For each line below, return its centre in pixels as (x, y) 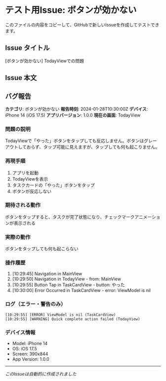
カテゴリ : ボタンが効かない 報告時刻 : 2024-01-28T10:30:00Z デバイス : (77, 109)
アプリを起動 (25, 173)
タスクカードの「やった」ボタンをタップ (53, 185)
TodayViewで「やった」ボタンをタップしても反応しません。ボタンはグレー (81, 141)
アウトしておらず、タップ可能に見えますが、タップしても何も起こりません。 (83, 147)
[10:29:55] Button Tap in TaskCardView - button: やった (68, 285)
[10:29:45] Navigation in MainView (47, 274)
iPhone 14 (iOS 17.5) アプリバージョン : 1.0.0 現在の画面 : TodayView (73, 115)
